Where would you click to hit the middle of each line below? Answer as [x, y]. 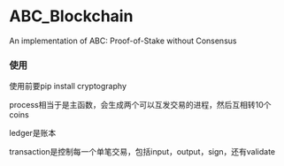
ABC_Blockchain [71, 16]
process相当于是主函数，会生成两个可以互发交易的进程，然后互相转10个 [140, 105]
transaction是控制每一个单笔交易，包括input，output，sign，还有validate [142, 152]
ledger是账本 [33, 133]
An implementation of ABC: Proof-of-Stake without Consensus [123, 41]
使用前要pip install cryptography [68, 87]
